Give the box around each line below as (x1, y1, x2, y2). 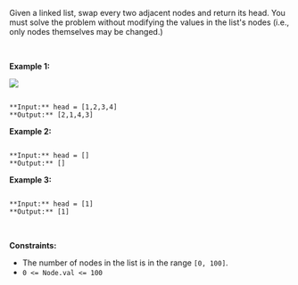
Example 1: (9, 61, 51, 71)
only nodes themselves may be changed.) (9, 27, 163, 37)
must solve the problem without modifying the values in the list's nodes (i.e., (9, 17, 290, 28)
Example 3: (9, 175, 52, 185)
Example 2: (9, 126, 52, 136)
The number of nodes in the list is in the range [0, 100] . (21, 257, 229, 268)
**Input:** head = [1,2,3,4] (9, 102, 118, 111)
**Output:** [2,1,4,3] (9, 110, 94, 119)
